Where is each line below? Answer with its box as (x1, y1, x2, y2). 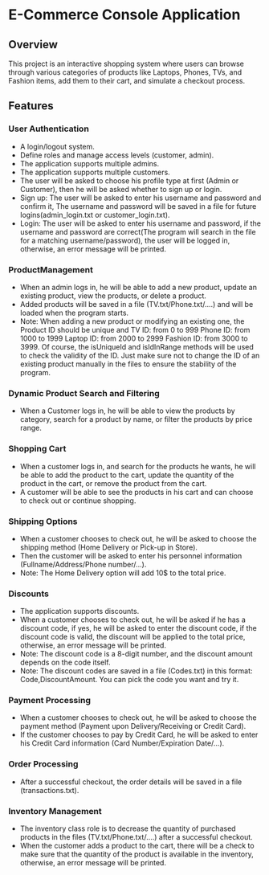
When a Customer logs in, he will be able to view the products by (19, 406, 235, 415)
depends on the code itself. (19, 657, 111, 668)
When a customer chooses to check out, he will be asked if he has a (19, 615, 247, 624)
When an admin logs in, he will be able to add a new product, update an (19, 282, 257, 292)
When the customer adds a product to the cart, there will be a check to (19, 841, 255, 851)
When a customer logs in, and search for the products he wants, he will (19, 461, 256, 471)
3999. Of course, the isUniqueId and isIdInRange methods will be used (19, 341, 255, 351)
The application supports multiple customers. (19, 167, 170, 177)
